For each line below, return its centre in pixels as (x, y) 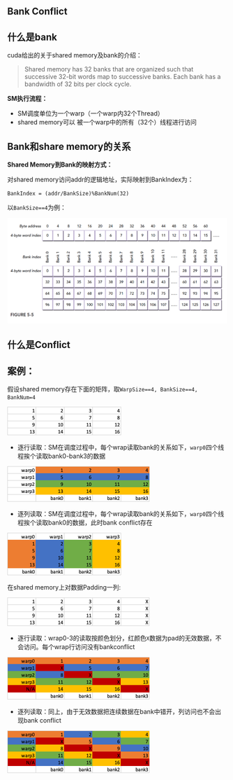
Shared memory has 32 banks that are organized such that (109, 69)
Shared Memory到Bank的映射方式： (60, 165)
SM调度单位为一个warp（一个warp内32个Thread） (90, 113)
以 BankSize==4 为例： (37, 208)
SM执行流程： (28, 99)
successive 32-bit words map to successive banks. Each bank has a (122, 77)
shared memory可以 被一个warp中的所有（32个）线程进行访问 (107, 123)
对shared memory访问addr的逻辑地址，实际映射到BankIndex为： (100, 180)
